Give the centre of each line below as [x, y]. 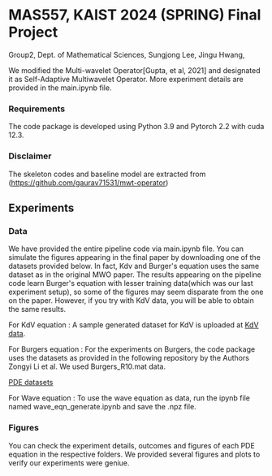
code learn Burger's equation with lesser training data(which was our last [131, 283]
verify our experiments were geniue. [69, 463]
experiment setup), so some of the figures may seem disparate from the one [136, 292]
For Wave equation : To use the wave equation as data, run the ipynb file [129, 398]
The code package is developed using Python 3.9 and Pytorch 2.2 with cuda [136, 127]
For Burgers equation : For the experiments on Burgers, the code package [132, 349]
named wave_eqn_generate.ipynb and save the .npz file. [102, 407]
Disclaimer [30, 156]
